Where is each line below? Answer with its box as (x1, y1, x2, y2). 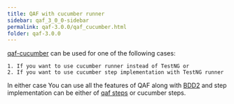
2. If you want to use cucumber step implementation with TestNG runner (7, 69, 224, 76)
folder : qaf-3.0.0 (7, 30, 61, 37)
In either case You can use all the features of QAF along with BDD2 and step (7, 82, 227, 90)
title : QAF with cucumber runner (7, 10, 105, 18)
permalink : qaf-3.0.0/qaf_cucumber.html (7, 23, 128, 30)
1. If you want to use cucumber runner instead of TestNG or (7, 63, 190, 70)
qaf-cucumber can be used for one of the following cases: (7, 49, 176, 58)
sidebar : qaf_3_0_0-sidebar (7, 17, 90, 24)
